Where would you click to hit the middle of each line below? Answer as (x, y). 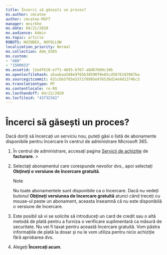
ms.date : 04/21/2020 (27, 28)
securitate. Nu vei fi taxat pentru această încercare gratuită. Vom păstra (86, 227)
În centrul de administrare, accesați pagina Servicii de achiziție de (81, 151)
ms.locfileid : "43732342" (32, 98)
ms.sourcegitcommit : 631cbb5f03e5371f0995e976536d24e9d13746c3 (73, 79)
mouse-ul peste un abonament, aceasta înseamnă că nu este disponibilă (87, 201)
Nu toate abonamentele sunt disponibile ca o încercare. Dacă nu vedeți (86, 191)
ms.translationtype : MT (30, 84)
